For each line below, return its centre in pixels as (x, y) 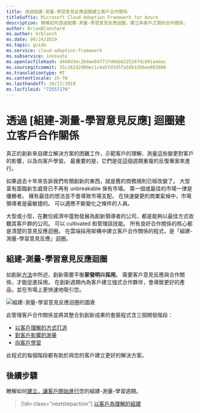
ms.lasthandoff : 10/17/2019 (41, 84)
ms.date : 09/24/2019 (32, 39)
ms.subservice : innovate (37, 56)
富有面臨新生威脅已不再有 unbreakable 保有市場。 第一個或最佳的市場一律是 (99, 188)
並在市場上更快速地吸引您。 (50, 289)
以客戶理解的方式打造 (41, 327)
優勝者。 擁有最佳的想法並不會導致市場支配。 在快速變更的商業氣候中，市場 (99, 196)
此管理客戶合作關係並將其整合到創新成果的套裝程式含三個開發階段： (90, 315)
